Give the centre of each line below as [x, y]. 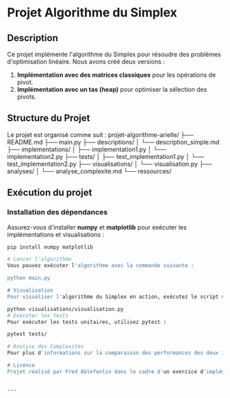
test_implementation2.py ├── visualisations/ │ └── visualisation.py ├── [110, 164]
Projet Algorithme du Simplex [92, 13]
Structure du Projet [49, 118]
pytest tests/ [27, 334]
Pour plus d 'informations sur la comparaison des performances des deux [113, 353]
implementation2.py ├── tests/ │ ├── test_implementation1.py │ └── [105, 156]
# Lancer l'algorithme [39, 259]
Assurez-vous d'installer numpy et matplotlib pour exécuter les [97, 227]
